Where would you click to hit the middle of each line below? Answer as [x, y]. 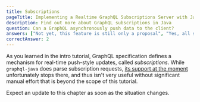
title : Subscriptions [33, 12]
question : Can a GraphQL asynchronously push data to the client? [90, 28]
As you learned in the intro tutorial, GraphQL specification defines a [89, 56]
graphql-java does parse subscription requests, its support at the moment [97, 68]
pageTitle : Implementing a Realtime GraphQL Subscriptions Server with [97, 17]
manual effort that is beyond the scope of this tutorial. [72, 81]
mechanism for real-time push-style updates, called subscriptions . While [95, 62]
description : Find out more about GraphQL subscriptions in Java [89, 23]
